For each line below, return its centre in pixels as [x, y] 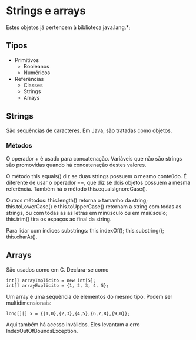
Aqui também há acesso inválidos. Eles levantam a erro [73, 324]
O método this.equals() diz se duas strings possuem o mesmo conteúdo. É [97, 176]
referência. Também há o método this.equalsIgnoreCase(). [77, 189]
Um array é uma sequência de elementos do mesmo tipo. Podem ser [89, 296]
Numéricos [37, 73]
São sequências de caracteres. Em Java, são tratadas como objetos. [89, 130]
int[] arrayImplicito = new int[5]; [51, 280]
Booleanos [36, 66]
